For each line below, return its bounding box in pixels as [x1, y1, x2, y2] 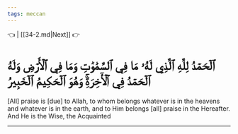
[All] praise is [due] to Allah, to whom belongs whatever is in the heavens [7, 97, 220, 105]
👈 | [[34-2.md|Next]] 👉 [7, 30, 80, 39]
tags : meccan [7, 10, 46, 18]
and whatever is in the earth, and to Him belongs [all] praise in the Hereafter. [7, 104, 230, 113]
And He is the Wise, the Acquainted [7, 111, 111, 120]
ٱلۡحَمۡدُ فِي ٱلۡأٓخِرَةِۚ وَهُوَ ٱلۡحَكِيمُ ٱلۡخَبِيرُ [7, 73, 151, 89]
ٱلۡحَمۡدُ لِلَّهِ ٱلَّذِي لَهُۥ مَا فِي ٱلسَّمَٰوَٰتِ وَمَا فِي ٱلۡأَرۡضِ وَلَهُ [7, 57, 215, 73]
